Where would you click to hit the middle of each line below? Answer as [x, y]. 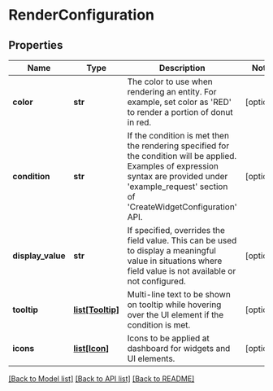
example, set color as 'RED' [179, 102]
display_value [39, 256]
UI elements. [151, 358]
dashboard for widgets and [179, 348]
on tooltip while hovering [174, 305]
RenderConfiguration [82, 15]
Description [182, 68]
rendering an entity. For [172, 92]
